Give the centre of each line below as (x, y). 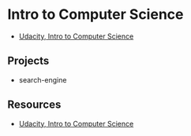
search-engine (43, 79)
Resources (34, 105)
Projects (28, 61)
